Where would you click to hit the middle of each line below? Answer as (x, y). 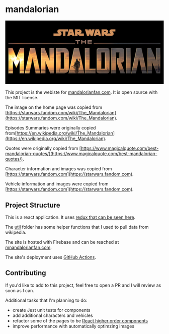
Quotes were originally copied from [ (43, 148)
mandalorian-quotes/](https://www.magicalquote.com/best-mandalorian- (81, 154)
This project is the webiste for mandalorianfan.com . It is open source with (81, 92)
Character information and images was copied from (59, 169)
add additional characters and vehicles (53, 315)
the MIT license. (22, 98)
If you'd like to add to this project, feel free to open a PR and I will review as (83, 285)
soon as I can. (20, 290)
